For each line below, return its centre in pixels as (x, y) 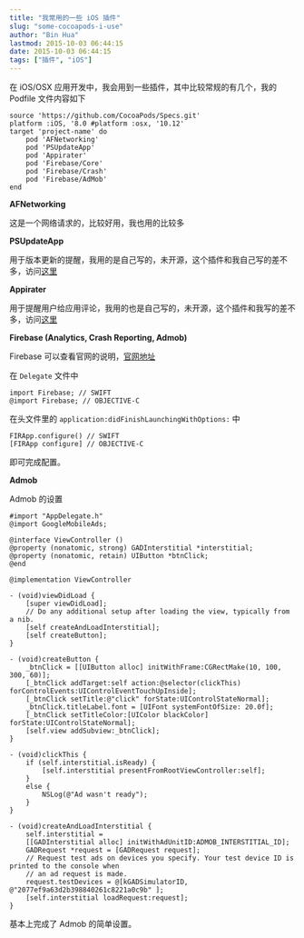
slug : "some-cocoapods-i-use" (67, 26)
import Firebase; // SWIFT (60, 393)
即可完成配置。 (37, 462)
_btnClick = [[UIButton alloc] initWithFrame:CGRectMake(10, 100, (154, 667)
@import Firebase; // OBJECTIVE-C (75, 401)
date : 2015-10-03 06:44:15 (60, 52)
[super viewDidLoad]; (66, 604)
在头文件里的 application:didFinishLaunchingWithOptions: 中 (125, 419)
